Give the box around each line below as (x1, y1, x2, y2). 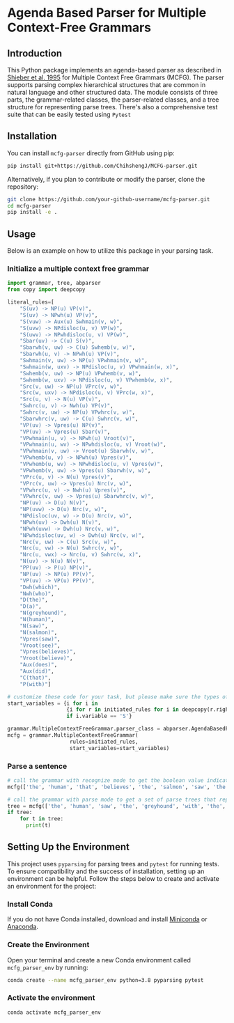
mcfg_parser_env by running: (7, 963, 88, 971)
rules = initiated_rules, (69, 738, 139, 745)
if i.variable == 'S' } (66, 712, 132, 720)
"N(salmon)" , (19, 629, 58, 636)
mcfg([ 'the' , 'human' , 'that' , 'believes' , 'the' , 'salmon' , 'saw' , (7, 783, 210, 790)
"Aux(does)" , (19, 662, 58, 669)
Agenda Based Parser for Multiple (7, 5, 207, 21)
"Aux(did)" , (19, 668, 54, 675)
